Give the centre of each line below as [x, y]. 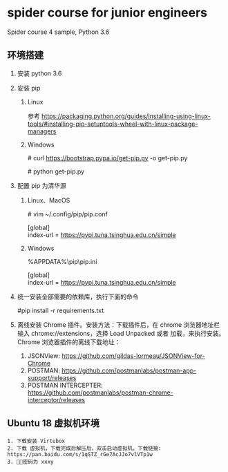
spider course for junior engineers [107, 13]
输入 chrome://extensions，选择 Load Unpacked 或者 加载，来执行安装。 [121, 333]
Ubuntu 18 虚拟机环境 [54, 423]
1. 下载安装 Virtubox [36, 441]
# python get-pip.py [56, 171]
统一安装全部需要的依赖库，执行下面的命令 [78, 296]
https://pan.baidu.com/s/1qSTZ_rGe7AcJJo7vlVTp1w [80, 454]
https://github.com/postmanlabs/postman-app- [129, 370]
